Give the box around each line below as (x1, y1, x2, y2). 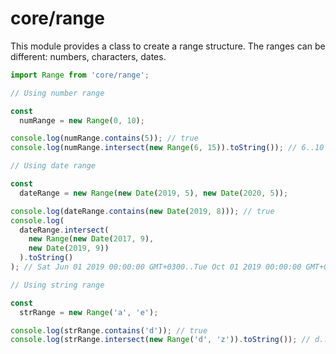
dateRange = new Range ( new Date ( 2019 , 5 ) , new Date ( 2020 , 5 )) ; (19, 188, 289, 198)
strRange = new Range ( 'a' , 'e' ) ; (19, 307, 159, 317)
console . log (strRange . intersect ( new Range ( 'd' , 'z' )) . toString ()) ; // (10, 335, 311, 345)
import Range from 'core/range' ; (10, 70, 150, 80)
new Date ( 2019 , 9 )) (28, 243, 110, 254)
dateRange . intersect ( (19, 225, 110, 235)
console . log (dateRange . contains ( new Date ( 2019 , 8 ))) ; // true (10, 206, 275, 216)
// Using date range (10, 161, 97, 171)
